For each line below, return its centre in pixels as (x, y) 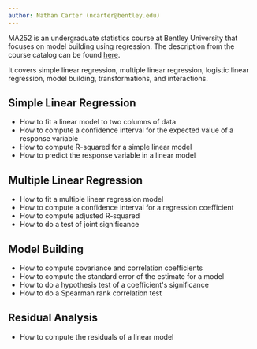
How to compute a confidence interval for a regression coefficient (127, 208)
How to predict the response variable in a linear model (108, 155)
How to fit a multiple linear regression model (91, 199)
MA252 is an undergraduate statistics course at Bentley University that (123, 38)
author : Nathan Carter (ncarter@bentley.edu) (84, 15)
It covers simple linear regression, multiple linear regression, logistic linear (129, 70)
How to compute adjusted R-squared (80, 216)
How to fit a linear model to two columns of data (98, 122)
